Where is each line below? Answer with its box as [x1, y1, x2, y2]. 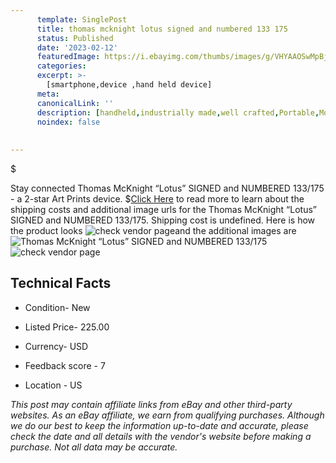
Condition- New [24, 301, 91, 313]
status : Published [36, 33, 114, 43]
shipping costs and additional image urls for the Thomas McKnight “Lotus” [10, 204, 317, 215]
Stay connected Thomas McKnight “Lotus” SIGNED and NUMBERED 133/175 [10, 182, 325, 194]
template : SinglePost [36, 14, 128, 25]
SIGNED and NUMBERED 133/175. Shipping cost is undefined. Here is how [10, 214, 316, 226]
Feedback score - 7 [24, 359, 106, 371]
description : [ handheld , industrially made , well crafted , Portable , [36, 107, 320, 118]
